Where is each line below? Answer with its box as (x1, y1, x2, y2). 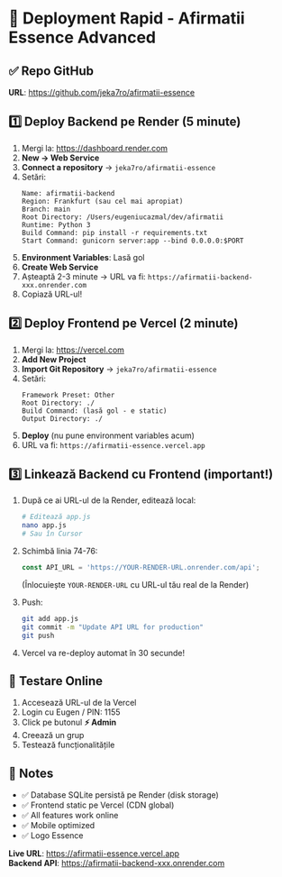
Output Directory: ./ (21, 414, 103, 423)
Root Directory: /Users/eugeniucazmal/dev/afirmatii (21, 212, 224, 222)
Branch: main (21, 205, 71, 214)
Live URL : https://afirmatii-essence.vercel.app (8, 848, 180, 859)
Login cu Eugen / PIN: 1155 (21, 707, 121, 717)
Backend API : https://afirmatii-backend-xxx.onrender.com (8, 858, 225, 869)
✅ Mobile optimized (21, 820, 96, 831)
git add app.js (21, 614, 79, 623)
